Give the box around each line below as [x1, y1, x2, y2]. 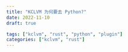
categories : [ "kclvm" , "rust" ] [6, 37, 85, 43]
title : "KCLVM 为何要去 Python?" [6, 8, 87, 15]
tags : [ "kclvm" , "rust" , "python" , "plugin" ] [6, 31, 123, 37]
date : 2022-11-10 [6, 15, 50, 21]
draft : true [6, 20, 36, 26]
